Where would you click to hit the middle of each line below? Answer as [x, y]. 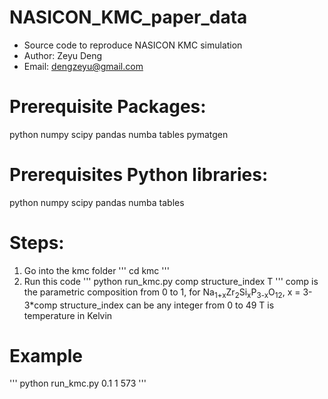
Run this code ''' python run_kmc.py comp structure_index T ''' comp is [171, 281]
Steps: [37, 243]
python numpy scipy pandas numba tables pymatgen [119, 134]
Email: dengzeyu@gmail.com [83, 66]
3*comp [40, 305]
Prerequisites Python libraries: [139, 175]
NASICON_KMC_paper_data [128, 17]
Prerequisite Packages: [108, 107]
